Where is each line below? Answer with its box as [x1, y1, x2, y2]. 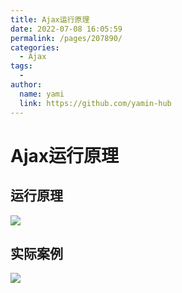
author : [10, 80, 43, 90]
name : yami [19, 89, 65, 99]
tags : [10, 61, 33, 71]
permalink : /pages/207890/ [10, 33, 123, 43]
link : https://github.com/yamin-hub [19, 98, 172, 108]
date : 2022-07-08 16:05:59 [10, 24, 123, 34]
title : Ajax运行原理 [10, 14, 90, 25]
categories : [10, 42, 60, 53]
